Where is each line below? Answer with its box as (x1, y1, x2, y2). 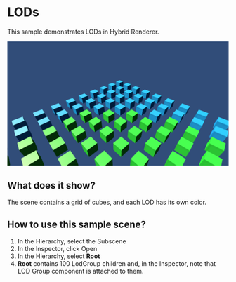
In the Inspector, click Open (17, 245, 98, 253)
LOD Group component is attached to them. (17, 267, 144, 276)
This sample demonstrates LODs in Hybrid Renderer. (7, 27, 159, 36)
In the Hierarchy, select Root (17, 252, 100, 260)
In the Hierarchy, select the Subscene (17, 237, 126, 246)
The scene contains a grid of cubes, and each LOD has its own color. (7, 198, 207, 207)
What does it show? (7, 180, 96, 192)
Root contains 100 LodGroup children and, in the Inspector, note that (17, 260, 216, 268)
